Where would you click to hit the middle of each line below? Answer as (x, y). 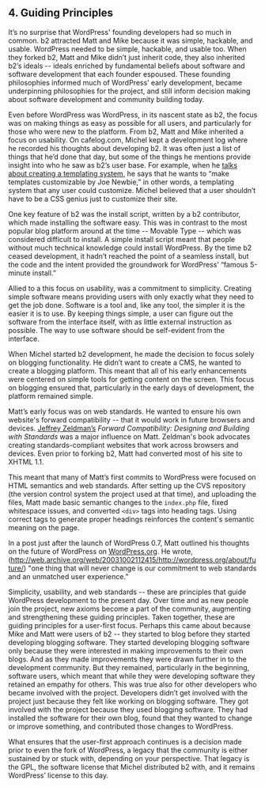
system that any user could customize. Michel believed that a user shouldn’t (132, 190)
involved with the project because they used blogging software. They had (128, 709)
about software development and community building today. (106, 99)
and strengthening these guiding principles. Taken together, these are (122, 617)
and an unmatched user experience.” (68, 576)
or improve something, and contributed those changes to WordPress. (121, 726)
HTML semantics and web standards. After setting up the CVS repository (127, 485)
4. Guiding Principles (61, 13)
